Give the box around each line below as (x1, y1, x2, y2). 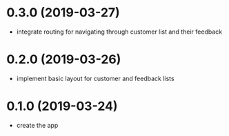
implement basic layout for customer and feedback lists (16, 74, 175, 82)
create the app (16, 121, 59, 129)
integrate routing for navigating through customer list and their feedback (16, 27, 222, 36)
